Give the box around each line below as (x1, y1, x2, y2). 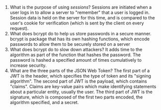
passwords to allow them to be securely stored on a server (9, 41, 131, 47)
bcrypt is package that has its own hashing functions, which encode (9, 36, 150, 42)
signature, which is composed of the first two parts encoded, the (9, 94, 143, 100)
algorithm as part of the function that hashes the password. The (9, 52, 141, 58)
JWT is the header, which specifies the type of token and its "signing (9, 73, 152, 79)
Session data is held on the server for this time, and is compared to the (9, 15, 155, 20)
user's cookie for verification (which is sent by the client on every (9, 20, 144, 26)
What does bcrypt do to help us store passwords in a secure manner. (9, 31, 152, 36)
